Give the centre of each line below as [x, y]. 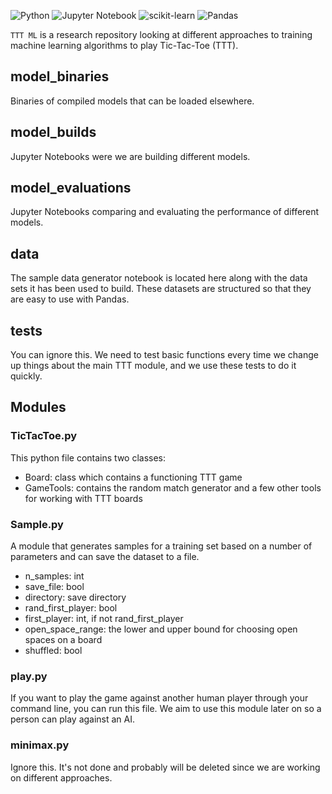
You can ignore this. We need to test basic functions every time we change [164, 355]
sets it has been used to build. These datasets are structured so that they [161, 289]
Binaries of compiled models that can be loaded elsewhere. [132, 101]
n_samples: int [54, 576]
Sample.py [37, 524]
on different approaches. [61, 777]
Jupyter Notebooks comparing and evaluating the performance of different [165, 212]
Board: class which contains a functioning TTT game [133, 477]
